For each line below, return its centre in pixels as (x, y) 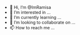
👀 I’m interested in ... (30, 12)
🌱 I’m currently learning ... (35, 17)
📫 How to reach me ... (32, 28)
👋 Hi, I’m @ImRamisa (30, 7)
